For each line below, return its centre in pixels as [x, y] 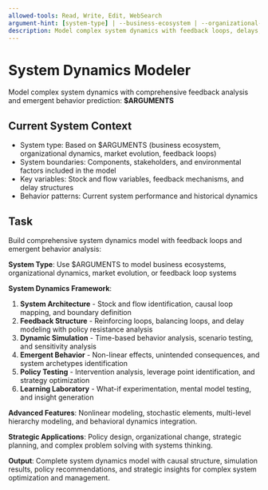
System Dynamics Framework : [60, 288]
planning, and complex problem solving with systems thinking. [110, 445]
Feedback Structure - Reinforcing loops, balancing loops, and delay [132, 321]
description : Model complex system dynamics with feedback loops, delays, [135, 30]
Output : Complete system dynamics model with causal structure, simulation [133, 460]
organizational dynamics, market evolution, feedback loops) [118, 153]
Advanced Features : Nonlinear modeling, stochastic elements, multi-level [130, 412]
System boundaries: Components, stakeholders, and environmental [130, 162]
